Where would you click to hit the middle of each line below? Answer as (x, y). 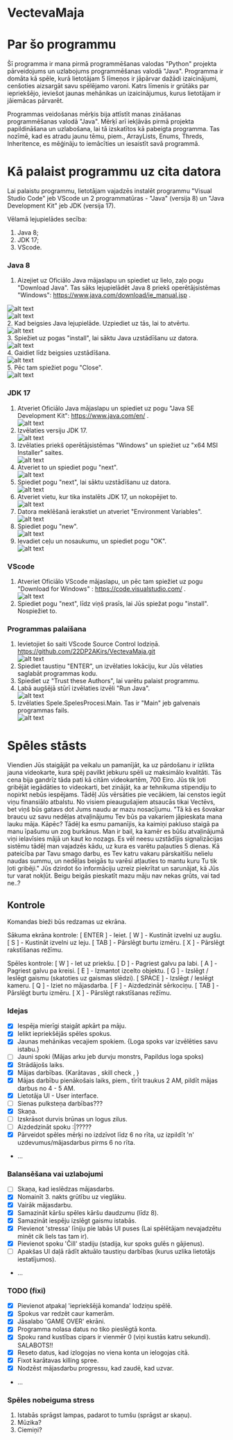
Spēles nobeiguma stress (51, 1400)
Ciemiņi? (30, 1430)
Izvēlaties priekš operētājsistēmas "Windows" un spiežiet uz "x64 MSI (118, 445)
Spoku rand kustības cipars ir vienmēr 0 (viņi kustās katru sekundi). (114, 1337)
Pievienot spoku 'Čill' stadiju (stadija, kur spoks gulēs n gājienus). (111, 1244)
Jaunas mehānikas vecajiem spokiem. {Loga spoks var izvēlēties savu (118, 1041)
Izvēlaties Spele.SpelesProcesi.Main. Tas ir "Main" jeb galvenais (109, 703)
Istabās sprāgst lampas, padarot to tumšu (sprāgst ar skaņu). (104, 1415)
